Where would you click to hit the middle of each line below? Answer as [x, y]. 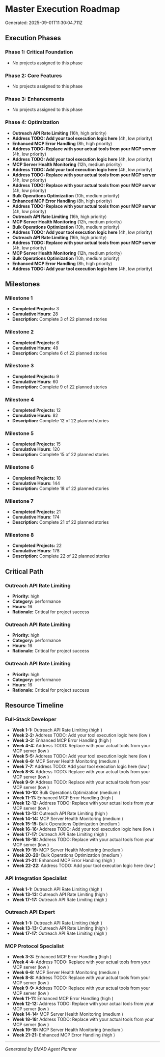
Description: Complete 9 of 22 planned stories [59, 387]
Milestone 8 [20, 535]
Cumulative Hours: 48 [35, 348]
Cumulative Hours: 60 [35, 381]
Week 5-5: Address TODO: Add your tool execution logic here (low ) [81, 756]
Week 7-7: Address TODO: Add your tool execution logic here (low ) [81, 766]
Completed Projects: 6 [36, 343]
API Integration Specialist [36, 878]
